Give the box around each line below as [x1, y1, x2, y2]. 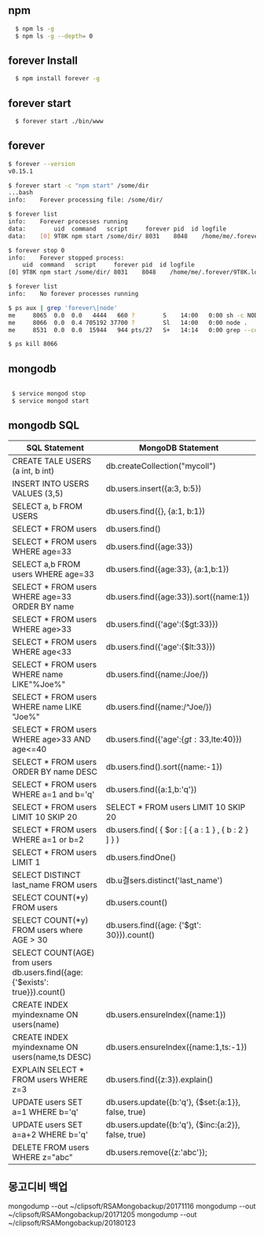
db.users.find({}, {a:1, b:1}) [105, 505, 206, 516]
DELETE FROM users [12, 1141, 90, 1152]
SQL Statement [26, 442, 85, 453]
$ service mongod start [11, 396, 90, 405]
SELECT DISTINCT [12, 869, 81, 880]
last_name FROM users [12, 879, 97, 890]
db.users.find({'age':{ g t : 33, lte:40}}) [105, 733, 242, 744]
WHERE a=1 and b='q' [12, 788, 95, 799]
